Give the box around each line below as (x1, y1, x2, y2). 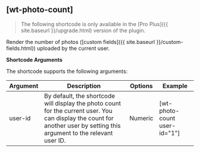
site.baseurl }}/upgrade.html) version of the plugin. (20, 27, 146, 34)
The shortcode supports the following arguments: (6, 68, 128, 75)
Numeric (129, 114, 154, 122)
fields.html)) (6, 45, 36, 52)
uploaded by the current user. (36, 45, 110, 52)
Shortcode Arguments (6, 56, 62, 63)
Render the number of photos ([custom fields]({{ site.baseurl (6, 38, 155, 45)
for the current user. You (44, 106, 113, 115)
